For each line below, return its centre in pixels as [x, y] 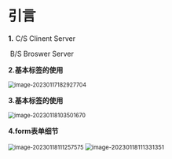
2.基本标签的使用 [36, 70]
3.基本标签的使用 [36, 100]
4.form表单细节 [33, 131]
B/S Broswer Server [42, 54]
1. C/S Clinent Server [42, 38]
